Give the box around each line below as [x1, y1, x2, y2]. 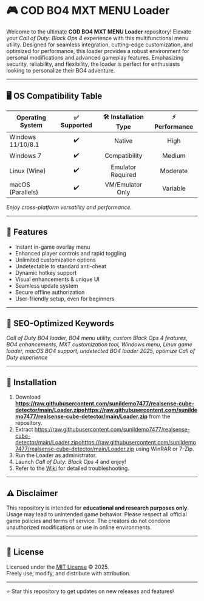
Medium [161, 152, 186, 160]
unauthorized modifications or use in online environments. [6, 524, 152, 531]
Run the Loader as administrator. [15, 452, 97, 459]
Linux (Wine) [9, 166, 46, 175]
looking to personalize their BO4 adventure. [6, 66, 115, 74]
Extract [15, 426, 33, 433]
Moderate [160, 166, 188, 175]
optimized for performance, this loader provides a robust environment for [6, 47, 189, 54]
